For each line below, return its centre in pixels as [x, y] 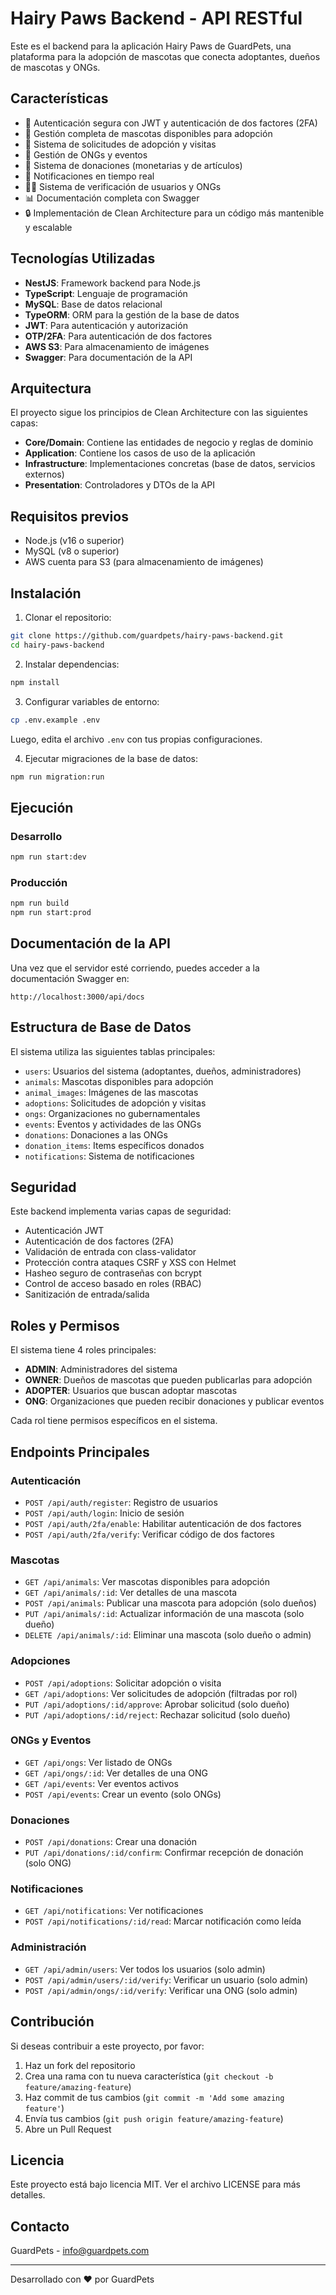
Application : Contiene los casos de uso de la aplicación [140, 453]
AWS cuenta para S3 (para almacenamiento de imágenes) [144, 562]
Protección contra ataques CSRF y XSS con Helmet [130, 1263]
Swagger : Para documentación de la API [108, 357]
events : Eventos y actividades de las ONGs [113, 1124]
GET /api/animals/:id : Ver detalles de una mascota [131, 1593]
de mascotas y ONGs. [55, 67]
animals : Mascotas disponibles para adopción [119, 1081]
